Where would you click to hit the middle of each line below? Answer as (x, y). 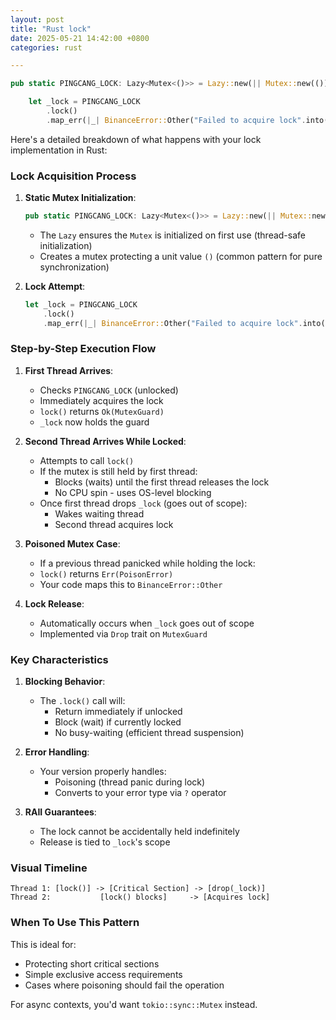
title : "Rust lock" (51, 29)
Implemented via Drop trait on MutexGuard (123, 633)
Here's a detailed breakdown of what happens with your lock (136, 139)
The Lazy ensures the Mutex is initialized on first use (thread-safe (172, 235)
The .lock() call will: (82, 701)
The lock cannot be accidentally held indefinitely (139, 832)
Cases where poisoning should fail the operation (124, 985)
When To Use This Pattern (75, 923)
